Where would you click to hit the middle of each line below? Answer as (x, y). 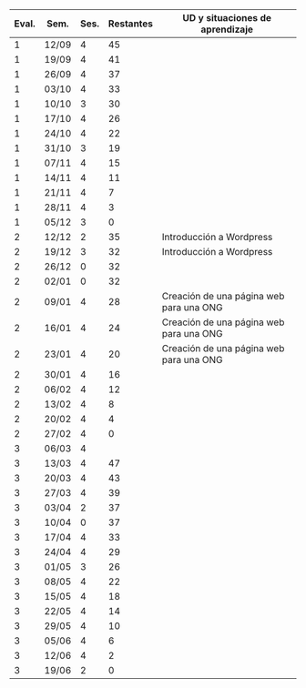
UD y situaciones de (226, 18)
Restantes (130, 24)
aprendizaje (227, 29)
